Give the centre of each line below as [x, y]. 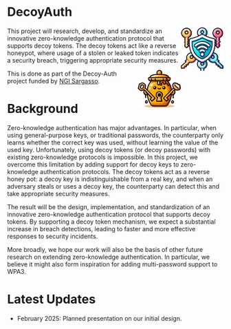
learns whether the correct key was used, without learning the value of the [113, 142]
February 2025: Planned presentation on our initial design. [99, 318]
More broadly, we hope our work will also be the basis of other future [105, 249]
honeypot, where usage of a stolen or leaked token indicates [93, 53]
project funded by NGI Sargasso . [54, 81]
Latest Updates [52, 299]
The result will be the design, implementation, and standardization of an [109, 206]
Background [43, 109]
